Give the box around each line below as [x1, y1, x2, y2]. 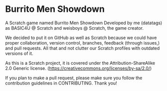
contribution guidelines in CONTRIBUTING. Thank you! [5, 80, 117, 86]
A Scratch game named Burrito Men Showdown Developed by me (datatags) [5, 20, 163, 26]
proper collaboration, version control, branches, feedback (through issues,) [5, 40, 160, 45]
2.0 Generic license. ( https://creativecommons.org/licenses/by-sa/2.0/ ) [5, 65, 152, 71]
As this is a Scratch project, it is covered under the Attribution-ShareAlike [5, 60, 156, 66]
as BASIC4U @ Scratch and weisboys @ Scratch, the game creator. [5, 25, 144, 31]
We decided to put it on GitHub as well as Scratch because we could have [5, 35, 157, 41]
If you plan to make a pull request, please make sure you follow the [5, 75, 143, 81]
